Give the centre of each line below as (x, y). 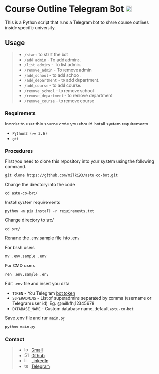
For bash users (20, 248)
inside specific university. (31, 27)
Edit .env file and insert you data (37, 284)
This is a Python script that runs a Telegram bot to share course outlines (77, 22)
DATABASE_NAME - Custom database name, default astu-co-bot (73, 309)
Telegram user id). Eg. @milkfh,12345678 (53, 303)
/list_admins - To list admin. (53, 64)
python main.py (20, 327)
